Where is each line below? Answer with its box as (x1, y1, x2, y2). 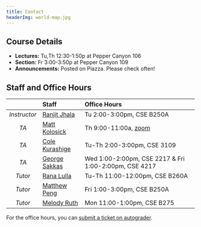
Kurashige (42, 145, 71, 153)
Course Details (6, 37, 63, 47)
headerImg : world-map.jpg (6, 14, 71, 20)
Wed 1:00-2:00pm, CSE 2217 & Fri (84, 155, 185, 163)
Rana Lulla (42, 172, 72, 180)
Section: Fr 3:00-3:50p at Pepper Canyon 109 (14, 59, 129, 66)
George (42, 155, 64, 163)
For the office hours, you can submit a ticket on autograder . (6, 214, 153, 222)
